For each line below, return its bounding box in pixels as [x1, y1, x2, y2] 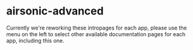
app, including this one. [6, 37, 65, 44]
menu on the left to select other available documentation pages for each [6, 30, 186, 37]
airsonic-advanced [6, 4, 104, 18]
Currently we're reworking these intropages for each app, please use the [6, 24, 187, 31]
